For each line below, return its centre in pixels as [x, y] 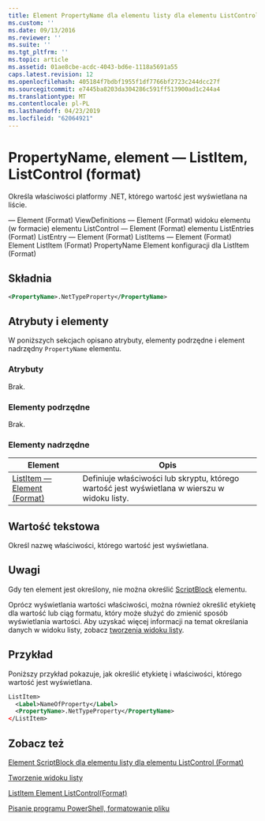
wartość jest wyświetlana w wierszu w [153, 489]
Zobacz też [36, 743]
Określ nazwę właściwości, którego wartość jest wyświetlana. [108, 546]
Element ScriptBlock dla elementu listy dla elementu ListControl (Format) [126, 762]
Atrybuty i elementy [58, 321]
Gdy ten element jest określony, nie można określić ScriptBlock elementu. [128, 589]
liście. [18, 204]
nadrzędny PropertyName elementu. [65, 349]
